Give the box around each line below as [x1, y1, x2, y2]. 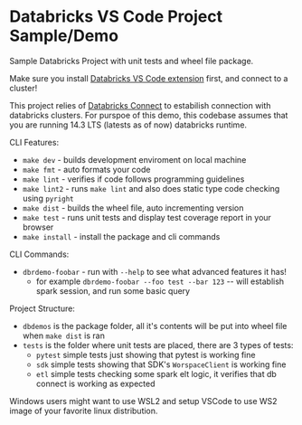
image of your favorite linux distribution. [9, 405, 158, 416]
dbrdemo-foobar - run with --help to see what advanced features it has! [22, 266, 288, 277]
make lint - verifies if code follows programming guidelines [22, 174, 245, 184]
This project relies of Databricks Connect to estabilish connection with [9, 99, 271, 110]
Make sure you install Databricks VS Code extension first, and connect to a [9, 72, 288, 83]
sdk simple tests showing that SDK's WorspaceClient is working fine [35, 359, 287, 370]
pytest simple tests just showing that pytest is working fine [35, 349, 256, 360]
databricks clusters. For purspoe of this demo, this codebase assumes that [9, 109, 288, 120]
